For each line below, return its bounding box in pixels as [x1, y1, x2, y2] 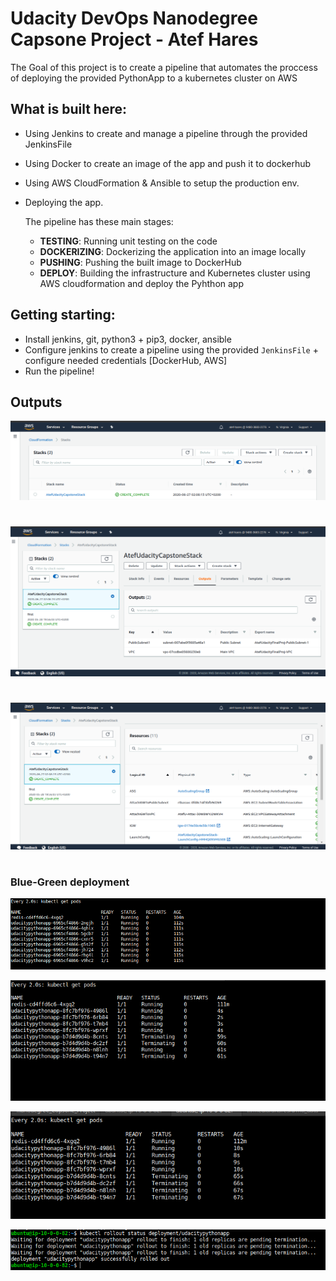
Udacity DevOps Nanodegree [10, 7, 258, 30]
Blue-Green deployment [10, 875, 130, 889]
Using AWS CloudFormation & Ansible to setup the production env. [24, 177, 300, 189]
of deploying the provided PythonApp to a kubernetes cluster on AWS [10, 72, 298, 84]
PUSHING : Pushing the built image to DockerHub [39, 256, 242, 268]
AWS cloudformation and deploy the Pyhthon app [39, 277, 245, 289]
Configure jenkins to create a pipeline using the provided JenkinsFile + [24, 343, 319, 356]
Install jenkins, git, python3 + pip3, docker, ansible [24, 333, 232, 345]
